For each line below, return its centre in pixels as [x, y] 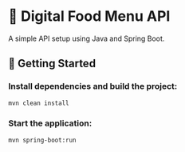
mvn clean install [39, 103]
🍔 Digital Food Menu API [89, 16]
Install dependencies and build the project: [93, 86]
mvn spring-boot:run [43, 140]
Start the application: [50, 123]
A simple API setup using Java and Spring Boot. [87, 38]
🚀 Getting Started [52, 64]
